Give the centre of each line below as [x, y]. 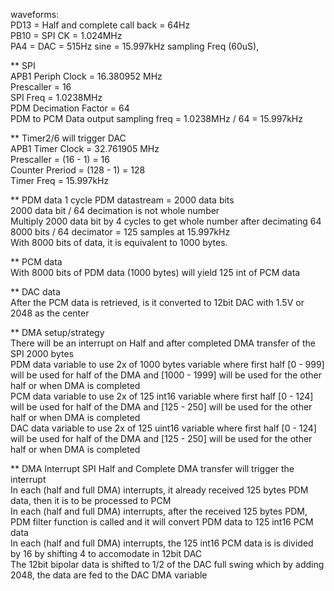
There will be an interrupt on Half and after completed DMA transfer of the [163, 343]
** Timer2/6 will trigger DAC [68, 138]
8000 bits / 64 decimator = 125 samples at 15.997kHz [120, 232]
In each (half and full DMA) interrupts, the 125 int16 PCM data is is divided [162, 543]
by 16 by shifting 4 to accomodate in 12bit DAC [106, 553]
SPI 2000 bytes [42, 353]
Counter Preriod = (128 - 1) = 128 [78, 170]
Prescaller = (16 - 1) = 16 [60, 159]
